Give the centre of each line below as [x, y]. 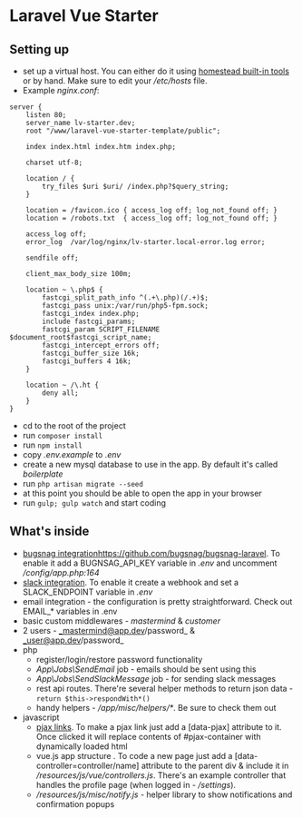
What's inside [49, 532]
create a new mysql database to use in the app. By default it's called [150, 464]
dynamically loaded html [82, 746]
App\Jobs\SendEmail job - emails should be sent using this [146, 669]
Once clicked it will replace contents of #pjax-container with [148, 736]
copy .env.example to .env [72, 454]
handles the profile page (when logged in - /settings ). [136, 784]
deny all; [60, 393]
